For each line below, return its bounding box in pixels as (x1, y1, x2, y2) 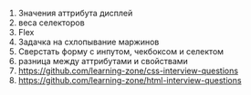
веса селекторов (17, 17, 85, 28)
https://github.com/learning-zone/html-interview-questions (17, 75, 242, 85)
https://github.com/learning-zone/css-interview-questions (17, 65, 239, 76)
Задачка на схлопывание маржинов (17, 36, 160, 47)
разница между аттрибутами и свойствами (17, 56, 189, 66)
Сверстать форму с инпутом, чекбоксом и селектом (17, 46, 225, 57)
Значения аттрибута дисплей (17, 8, 133, 18)
